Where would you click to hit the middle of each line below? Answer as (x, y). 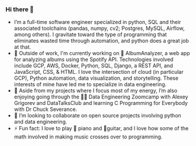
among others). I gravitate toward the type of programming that (90, 35)
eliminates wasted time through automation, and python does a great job (102, 41)
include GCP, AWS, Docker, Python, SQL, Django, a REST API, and (93, 66)
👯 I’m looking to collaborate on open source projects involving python (98, 116)
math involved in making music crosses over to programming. (88, 137)
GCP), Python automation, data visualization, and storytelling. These (96, 78)
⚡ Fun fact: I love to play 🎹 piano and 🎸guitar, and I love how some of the (101, 128)
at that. (23, 47)
